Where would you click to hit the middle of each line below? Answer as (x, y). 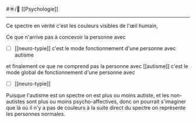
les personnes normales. (36, 114)
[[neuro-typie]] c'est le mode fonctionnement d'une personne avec (95, 48)
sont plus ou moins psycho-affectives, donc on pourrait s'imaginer (106, 101)
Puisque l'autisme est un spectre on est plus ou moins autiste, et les (87, 96)
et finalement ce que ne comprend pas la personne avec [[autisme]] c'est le (97, 66)
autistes (15, 101)
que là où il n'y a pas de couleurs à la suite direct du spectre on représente (96, 108)
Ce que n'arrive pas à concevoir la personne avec (66, 37)
